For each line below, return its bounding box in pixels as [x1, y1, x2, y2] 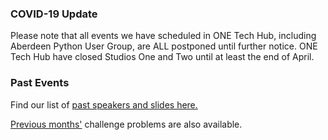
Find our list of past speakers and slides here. [10, 98, 198, 111]
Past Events [10, 76, 70, 90]
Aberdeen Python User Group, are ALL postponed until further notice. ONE [10, 40, 318, 52]
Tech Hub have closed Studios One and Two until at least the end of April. [10, 51, 315, 63]
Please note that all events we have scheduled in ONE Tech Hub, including [10, 30, 317, 42]
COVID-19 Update [10, 7, 98, 21]
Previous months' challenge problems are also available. [10, 118, 243, 130]
